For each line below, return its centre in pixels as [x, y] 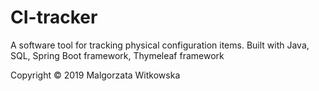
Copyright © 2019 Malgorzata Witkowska [95, 75]
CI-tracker [54, 17]
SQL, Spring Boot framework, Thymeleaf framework [117, 55]
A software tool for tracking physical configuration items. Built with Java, [160, 45]
